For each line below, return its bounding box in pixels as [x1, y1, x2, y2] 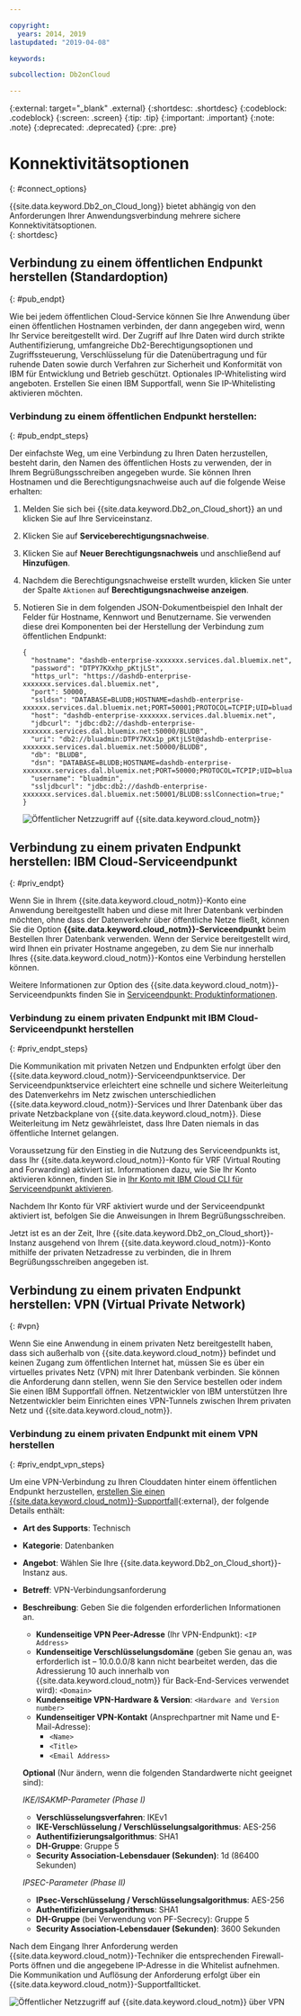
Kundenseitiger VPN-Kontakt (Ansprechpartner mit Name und [35, 1712, 270, 1722]
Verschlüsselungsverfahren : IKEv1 [35, 1812, 168, 1823]
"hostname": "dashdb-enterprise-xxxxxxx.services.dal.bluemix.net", [31, 656, 293, 665]
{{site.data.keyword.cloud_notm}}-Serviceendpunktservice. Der [9, 1071, 246, 1081]
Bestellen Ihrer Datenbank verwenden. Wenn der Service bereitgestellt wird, [9, 933, 291, 944]
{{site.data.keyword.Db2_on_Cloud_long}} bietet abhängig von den [9, 201, 256, 212]
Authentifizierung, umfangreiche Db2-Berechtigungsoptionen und [9, 339, 253, 350]
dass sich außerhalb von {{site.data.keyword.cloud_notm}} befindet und [9, 1348, 277, 1359]
